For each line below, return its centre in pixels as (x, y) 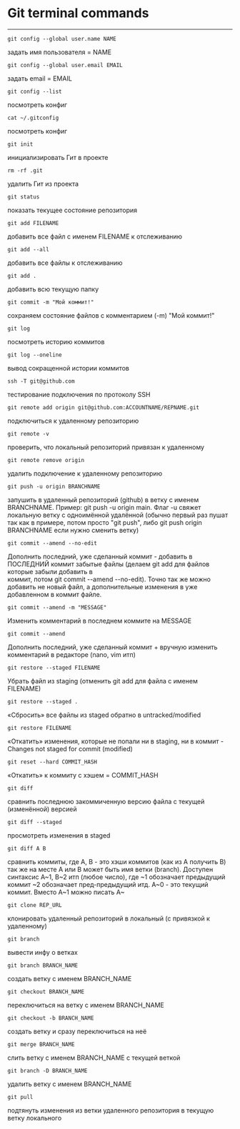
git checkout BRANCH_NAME (46, 992)
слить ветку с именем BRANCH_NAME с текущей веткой (94, 1058)
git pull (20, 1097)
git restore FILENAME (40, 728)
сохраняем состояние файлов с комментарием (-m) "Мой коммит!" (111, 315)
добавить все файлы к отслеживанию (65, 263)
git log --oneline (35, 355)
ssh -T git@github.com (41, 381)
